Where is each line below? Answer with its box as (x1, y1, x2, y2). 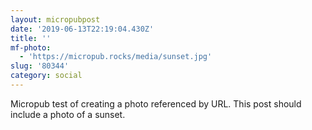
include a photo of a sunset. (10, 108, 126, 120)
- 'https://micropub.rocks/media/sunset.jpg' (19, 52, 213, 62)
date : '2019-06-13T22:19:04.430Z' (10, 24, 155, 34)
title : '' (10, 33, 52, 43)
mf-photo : (10, 42, 52, 53)
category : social (10, 71, 83, 81)
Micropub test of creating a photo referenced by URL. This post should (10, 97, 302, 110)
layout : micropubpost (10, 14, 101, 25)
